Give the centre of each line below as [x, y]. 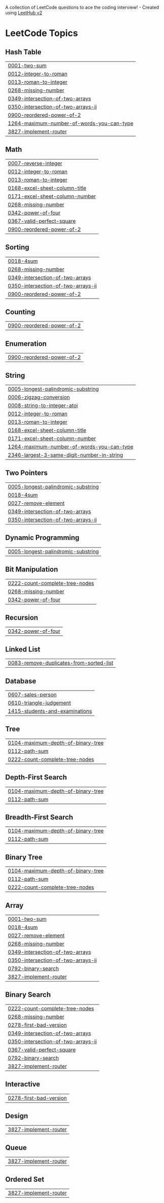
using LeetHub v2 [24, 13]
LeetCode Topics [42, 33]
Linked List [23, 649]
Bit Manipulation [32, 570]
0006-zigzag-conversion [39, 397]
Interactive [23, 1084]
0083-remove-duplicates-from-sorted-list [60, 663]
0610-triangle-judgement [39, 703]
